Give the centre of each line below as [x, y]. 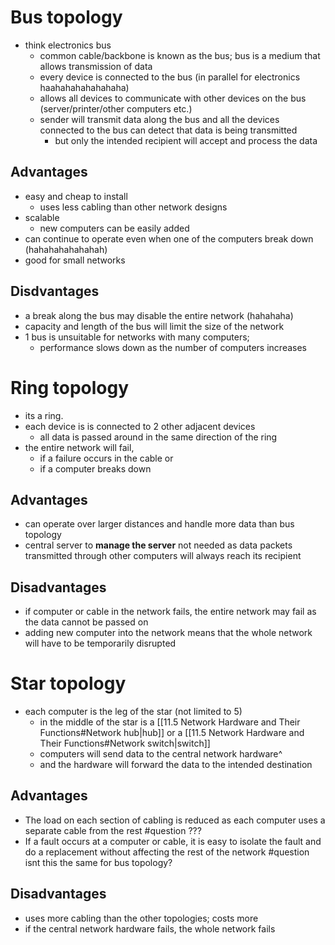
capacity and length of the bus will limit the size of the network [154, 326]
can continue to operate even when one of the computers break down [169, 238]
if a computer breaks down [95, 468]
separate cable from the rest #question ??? [113, 830]
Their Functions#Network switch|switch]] [125, 743]
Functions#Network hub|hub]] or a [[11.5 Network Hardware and [172, 733]
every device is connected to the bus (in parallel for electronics [170, 77]
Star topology [68, 683]
